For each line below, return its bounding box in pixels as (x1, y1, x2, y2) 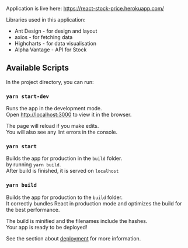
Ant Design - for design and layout (14, 27, 98, 34)
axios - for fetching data (14, 34, 73, 40)
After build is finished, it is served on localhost (6, 167, 119, 174)
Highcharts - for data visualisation (14, 40, 96, 47)
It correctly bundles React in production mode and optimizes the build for (6, 200, 182, 207)
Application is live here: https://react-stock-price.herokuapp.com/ (6, 5, 165, 12)
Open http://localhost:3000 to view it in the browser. (6, 111, 132, 118)
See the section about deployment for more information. (6, 235, 141, 242)
